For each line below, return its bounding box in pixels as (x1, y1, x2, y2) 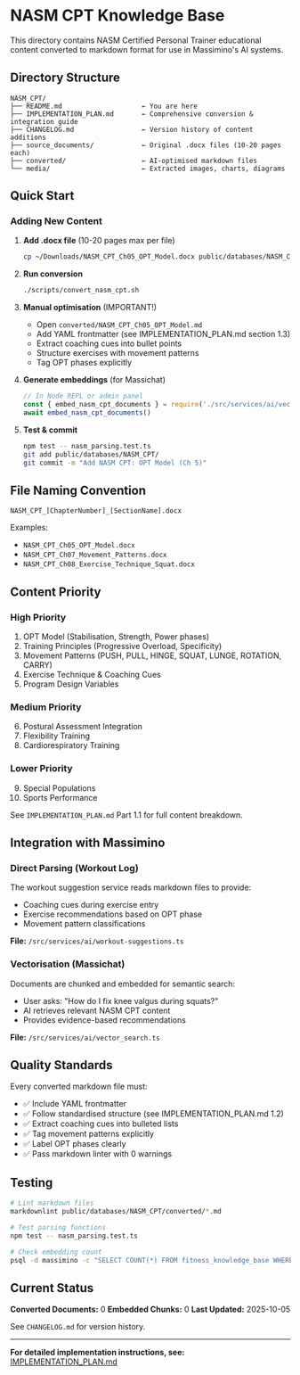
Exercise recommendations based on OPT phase (22, 909, 203, 919)
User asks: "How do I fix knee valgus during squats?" (22, 995, 219, 1006)
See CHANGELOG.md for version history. (10, 1321, 146, 1332)
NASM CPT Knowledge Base (10, 5, 225, 26)
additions (10, 133, 47, 142)
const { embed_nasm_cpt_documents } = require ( (22, 400, 203, 409)
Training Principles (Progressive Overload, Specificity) (22, 640, 223, 651)
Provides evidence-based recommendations (22, 1014, 186, 1025)
